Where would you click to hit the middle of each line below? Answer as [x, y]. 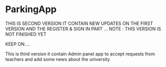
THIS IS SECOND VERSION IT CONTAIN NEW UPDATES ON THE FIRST [79, 23]
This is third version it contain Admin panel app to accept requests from [80, 54]
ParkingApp [31, 9]
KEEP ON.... [18, 44]
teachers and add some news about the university [58, 59]
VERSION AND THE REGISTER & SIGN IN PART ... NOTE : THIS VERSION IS [83, 28]
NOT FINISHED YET [26, 34]
